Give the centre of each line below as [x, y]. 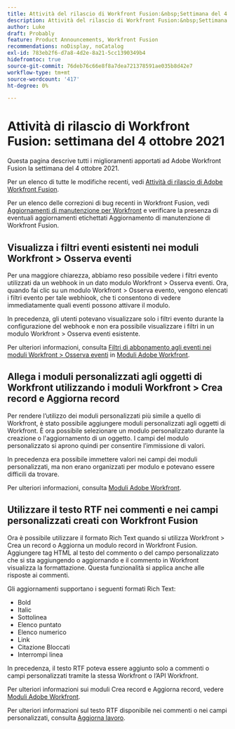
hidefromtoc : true [34, 60]
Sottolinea [32, 617]
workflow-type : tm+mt [39, 72]
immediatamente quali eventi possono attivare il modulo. [89, 305]
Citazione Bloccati [43, 647]
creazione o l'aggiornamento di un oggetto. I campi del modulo [98, 438]
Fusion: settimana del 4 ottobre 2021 [116, 142]
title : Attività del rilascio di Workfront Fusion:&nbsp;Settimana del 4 [117, 14]
